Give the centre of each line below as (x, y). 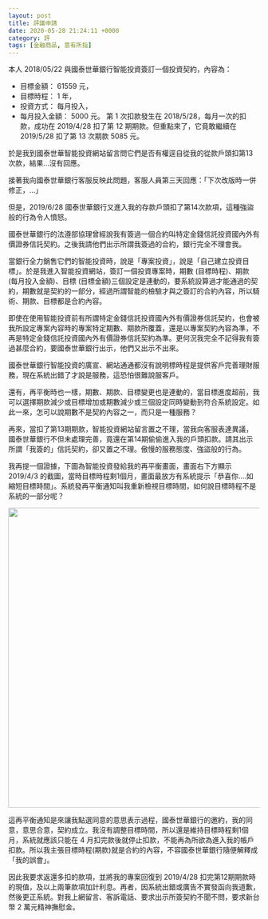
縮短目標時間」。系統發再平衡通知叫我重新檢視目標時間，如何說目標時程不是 (132, 486)
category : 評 (29, 38)
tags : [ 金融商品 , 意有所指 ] (50, 46)
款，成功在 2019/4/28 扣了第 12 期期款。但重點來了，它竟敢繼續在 (128, 126)
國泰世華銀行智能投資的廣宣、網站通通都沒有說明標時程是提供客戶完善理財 (130, 366)
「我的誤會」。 (31, 860)
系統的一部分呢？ (36, 496)
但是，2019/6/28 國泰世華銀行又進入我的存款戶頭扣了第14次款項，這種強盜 (131, 207)
